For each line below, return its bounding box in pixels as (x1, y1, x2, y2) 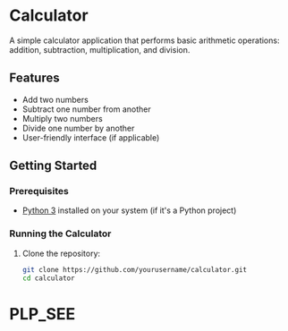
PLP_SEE (9, 303, 76, 324)
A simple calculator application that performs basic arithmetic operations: (9, 35, 280, 46)
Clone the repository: (21, 248, 101, 259)
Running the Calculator (9, 227, 112, 240)
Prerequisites (9, 185, 69, 198)
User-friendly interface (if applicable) (21, 132, 160, 143)
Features (9, 71, 60, 86)
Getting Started (9, 158, 97, 174)
